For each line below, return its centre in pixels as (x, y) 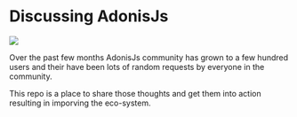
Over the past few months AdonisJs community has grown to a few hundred (149, 57)
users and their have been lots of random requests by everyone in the (137, 66)
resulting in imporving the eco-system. (80, 103)
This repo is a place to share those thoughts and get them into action (135, 93)
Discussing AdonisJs (89, 16)
